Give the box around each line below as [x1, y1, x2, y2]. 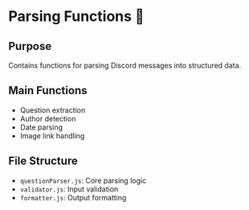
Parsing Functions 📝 [8, 7, 145, 26]
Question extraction [19, 105, 86, 115]
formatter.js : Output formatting [19, 192, 127, 202]
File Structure [8, 154, 78, 168]
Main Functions [8, 84, 88, 97]
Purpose [8, 39, 52, 53]
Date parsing [19, 122, 63, 132]
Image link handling [19, 130, 85, 140]
